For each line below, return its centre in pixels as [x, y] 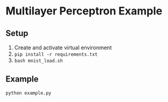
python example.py [28, 93]
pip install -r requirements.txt [56, 55]
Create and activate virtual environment [63, 47]
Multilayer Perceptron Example [84, 11]
